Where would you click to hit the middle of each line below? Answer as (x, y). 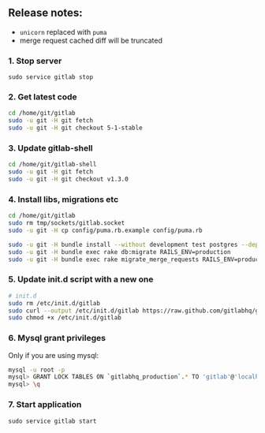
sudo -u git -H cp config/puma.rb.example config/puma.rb (105, 230)
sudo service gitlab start (52, 421)
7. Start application (45, 405)
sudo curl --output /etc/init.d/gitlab (74, 311)
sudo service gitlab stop (50, 77)
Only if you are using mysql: (54, 355)
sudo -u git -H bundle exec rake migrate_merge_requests (104, 259)
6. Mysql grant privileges (57, 338)
